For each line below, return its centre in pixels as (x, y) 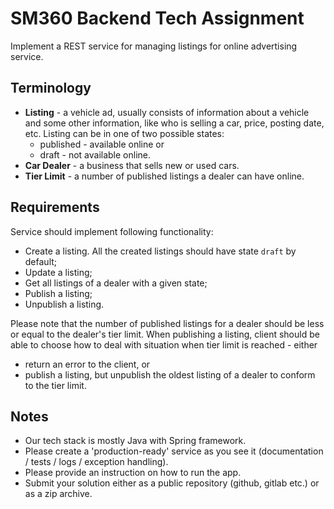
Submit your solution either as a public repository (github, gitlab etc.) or (172, 483)
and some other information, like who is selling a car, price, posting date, (174, 123)
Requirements (55, 207)
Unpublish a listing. (64, 304)
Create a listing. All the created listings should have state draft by (160, 251)
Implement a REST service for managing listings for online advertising (154, 46)
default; (41, 261)
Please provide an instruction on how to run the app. (133, 473)
